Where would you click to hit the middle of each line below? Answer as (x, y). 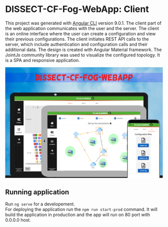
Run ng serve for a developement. (40, 204)
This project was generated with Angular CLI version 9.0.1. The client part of (83, 23)
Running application (37, 192)
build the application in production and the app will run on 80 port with (78, 215)
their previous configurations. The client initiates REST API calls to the (77, 39)
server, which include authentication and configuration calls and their (76, 44)
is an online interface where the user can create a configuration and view (80, 33)
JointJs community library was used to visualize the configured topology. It (82, 55)
